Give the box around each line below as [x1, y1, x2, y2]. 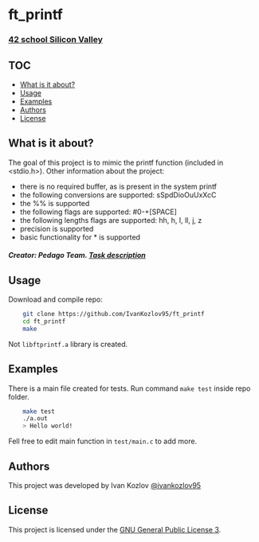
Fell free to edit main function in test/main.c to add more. [8, 436, 198, 446]
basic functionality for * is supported [19, 232, 141, 242]
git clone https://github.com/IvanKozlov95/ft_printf [22, 310, 205, 318]
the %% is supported [19, 198, 90, 208]
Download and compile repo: [8, 294, 104, 304]
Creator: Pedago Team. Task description [8, 251, 146, 260]
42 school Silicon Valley [8, 34, 104, 45]
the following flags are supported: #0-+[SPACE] [19, 207, 178, 216]
